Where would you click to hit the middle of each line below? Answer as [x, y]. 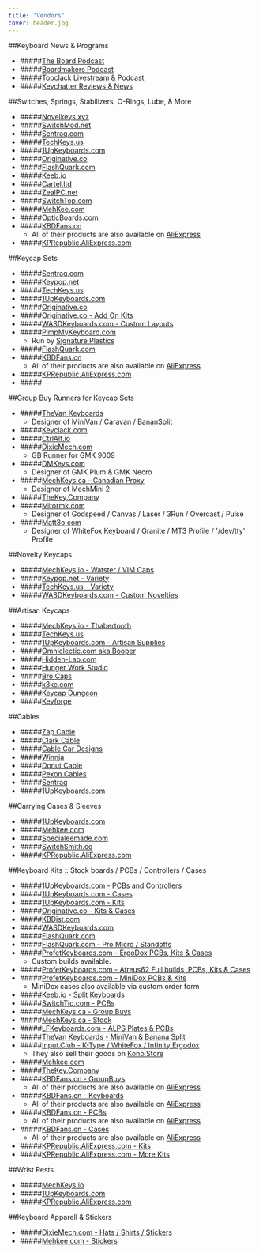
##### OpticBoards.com [59, 217]
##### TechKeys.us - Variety [67, 587]
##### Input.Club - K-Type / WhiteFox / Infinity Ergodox [109, 1045]
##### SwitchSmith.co [56, 846]
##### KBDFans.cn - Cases [64, 1129]
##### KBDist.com [50, 919]
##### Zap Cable [47, 731]
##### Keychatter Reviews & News [76, 86]
